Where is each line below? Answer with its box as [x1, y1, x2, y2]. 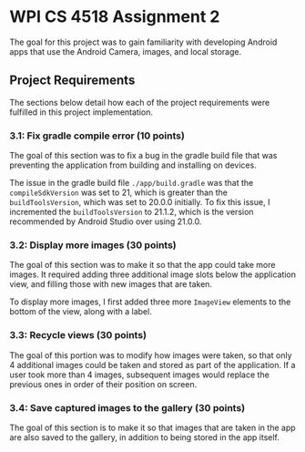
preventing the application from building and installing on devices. [9, 159, 257, 170]
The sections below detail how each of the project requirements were [9, 97, 270, 108]
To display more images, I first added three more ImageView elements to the [9, 296, 291, 307]
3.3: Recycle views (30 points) [9, 329, 147, 342]
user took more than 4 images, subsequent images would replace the [9, 369, 270, 380]
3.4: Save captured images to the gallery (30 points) [9, 401, 246, 414]
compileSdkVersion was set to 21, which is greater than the [9, 187, 228, 198]
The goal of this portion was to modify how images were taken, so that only [9, 349, 293, 361]
